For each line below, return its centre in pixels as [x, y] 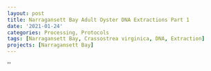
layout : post [26, 13]
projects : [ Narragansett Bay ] [51, 45]
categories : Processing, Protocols [58, 32]
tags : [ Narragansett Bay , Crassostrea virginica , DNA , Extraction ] [106, 39]
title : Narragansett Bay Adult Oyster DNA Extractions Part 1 [98, 20]
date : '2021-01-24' [35, 26]
